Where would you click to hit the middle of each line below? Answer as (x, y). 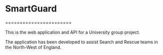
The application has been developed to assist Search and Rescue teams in (81, 42)
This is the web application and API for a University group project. (73, 32)
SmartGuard (31, 9)
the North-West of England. (33, 47)
